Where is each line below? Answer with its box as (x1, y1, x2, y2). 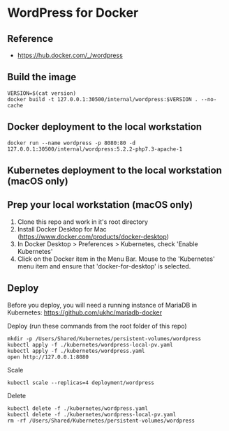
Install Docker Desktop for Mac (17, 225, 107, 233)
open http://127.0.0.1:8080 (7, 354, 89, 361)
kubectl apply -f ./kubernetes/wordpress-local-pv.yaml (7, 341, 173, 348)
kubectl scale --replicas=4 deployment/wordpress (7, 379, 155, 386)
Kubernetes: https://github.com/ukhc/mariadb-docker (7, 308, 163, 317)
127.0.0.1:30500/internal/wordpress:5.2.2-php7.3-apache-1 (7, 145, 183, 153)
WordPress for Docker (7, 5, 139, 21)
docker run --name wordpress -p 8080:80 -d (7, 139, 136, 146)
